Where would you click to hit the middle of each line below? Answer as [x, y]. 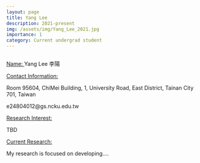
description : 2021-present [41, 23]
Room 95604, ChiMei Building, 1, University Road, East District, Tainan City [100, 88]
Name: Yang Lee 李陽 [33, 64]
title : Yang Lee [27, 18]
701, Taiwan [21, 94]
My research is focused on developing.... [58, 154]
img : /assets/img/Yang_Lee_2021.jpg [53, 29]
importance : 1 [24, 35]
